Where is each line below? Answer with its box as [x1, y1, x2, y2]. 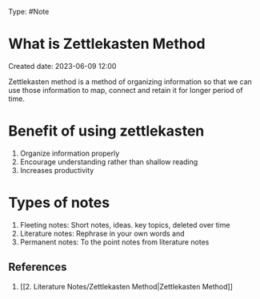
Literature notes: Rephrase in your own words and [19, 228, 186, 238]
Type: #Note [8, 7, 50, 16]
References [8, 261, 67, 274]
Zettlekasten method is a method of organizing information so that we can [8, 76, 252, 87]
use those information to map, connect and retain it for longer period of [8, 85, 243, 95]
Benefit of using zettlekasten [8, 122, 205, 140]
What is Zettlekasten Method [8, 35, 206, 53]
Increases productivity [19, 165, 94, 175]
